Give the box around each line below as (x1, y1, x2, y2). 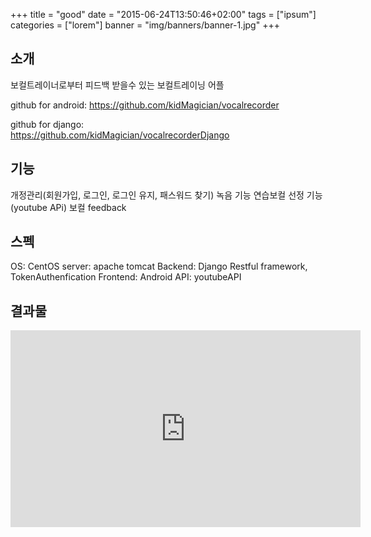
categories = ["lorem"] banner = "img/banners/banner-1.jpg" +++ (10, 19, 280, 31)
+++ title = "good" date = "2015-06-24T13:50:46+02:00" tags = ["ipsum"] (10, 9, 317, 20)
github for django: (10, 118, 85, 130)
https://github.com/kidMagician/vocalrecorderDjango (10, 129, 230, 141)
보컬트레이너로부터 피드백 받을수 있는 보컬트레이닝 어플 (10, 79, 225, 91)
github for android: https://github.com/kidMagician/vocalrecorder (10, 99, 280, 111)
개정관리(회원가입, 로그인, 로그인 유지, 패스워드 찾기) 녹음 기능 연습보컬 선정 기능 (10, 189, 323, 201)
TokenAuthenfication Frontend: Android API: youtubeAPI (10, 271, 242, 283)
